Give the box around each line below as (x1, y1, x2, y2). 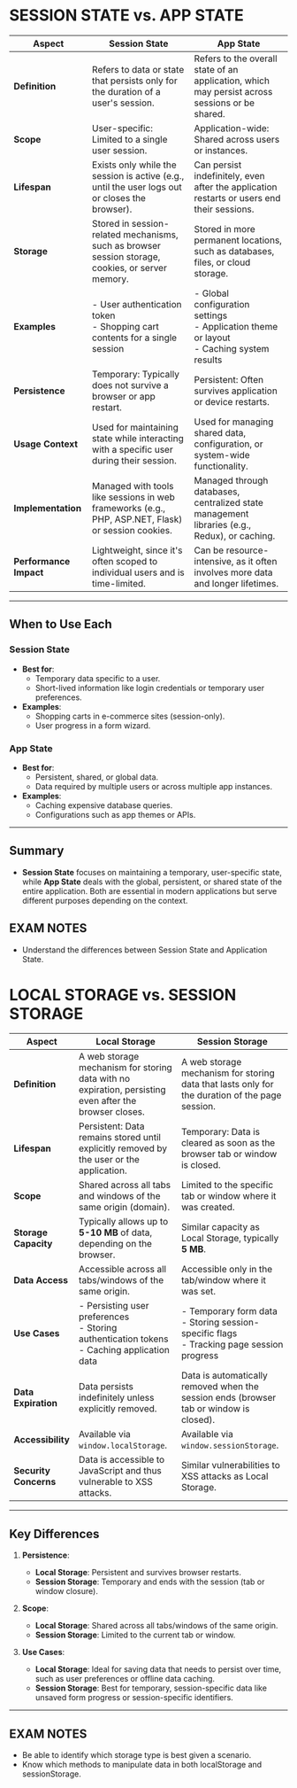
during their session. (91, 454, 177, 466)
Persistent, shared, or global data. (34, 772, 159, 782)
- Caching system (194, 342, 270, 354)
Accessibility (13, 1434, 71, 1446)
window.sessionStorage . (180, 1439, 279, 1451)
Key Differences (9, 1526, 100, 1542)
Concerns (13, 1476, 57, 1489)
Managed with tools (91, 479, 174, 492)
